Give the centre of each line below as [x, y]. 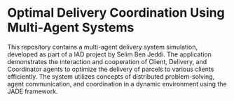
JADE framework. [33, 91]
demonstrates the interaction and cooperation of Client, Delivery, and [107, 61]
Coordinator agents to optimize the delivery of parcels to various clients [111, 69]
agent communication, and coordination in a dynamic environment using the [117, 84]
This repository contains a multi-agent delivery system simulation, [103, 47]
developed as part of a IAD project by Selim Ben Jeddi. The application [110, 54]
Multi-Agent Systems [71, 28]
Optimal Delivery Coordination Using [116, 13]
